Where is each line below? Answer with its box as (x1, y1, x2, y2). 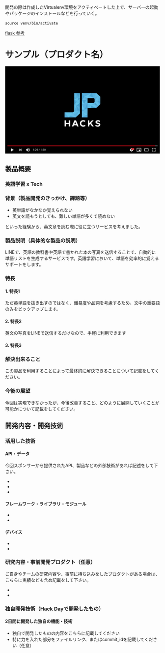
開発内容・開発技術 (5, 422, 63, 430)
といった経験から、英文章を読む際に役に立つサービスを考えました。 (5, 223, 143, 230)
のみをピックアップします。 (5, 306, 61, 312)
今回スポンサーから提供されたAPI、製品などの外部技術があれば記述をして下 (5, 463, 158, 469)
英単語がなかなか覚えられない (12, 207, 73, 213)
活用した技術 (5, 437, 36, 444)
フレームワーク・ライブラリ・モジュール (5, 501, 87, 506)
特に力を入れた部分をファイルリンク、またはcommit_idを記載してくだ (12, 636, 153, 642)
